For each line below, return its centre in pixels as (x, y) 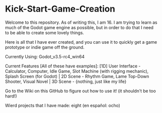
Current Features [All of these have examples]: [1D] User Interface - (73, 66)
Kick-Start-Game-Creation (60, 9)
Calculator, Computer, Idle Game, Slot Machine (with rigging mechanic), (77, 71)
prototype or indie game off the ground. (45, 47)
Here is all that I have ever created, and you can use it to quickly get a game (81, 42)
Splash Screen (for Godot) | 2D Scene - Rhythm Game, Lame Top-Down (77, 76)
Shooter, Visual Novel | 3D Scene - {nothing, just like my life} (66, 81)
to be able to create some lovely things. (45, 32)
